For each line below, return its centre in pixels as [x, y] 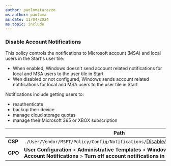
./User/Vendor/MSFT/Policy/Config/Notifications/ [85, 142]
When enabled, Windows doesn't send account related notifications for [87, 68]
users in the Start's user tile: [35, 58]
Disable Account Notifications [43, 42]
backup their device [34, 109]
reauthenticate [28, 104]
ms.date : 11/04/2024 [27, 19]
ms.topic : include [25, 24]
